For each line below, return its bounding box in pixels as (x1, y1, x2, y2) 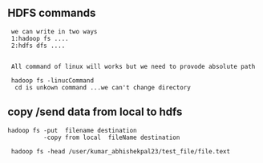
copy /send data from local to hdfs (7, 105, 183, 119)
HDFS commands (7, 6, 96, 20)
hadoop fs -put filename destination (7, 126, 137, 134)
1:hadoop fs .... (10, 34, 69, 42)
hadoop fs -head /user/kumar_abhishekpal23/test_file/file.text (10, 147, 230, 155)
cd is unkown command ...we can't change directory (14, 83, 192, 91)
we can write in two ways (10, 27, 98, 35)
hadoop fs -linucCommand (10, 76, 94, 85)
